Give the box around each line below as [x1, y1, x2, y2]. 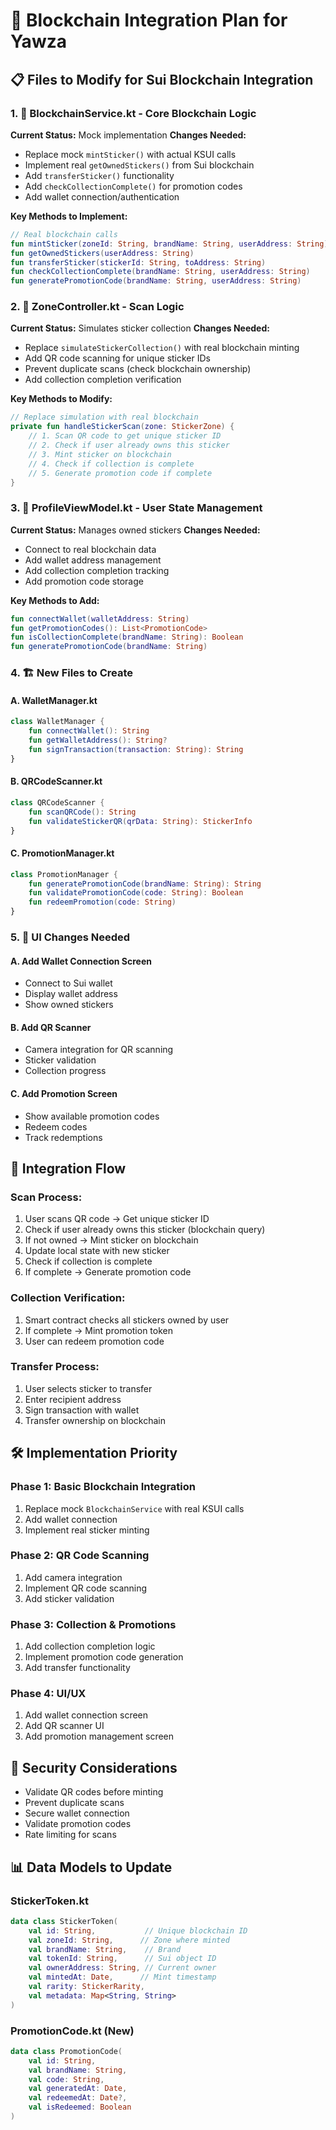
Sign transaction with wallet [24, 1404, 140, 1416]
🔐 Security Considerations [10, 1759, 178, 1776]
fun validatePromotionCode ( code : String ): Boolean [28, 888, 244, 898]
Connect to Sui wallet [24, 977, 113, 989]
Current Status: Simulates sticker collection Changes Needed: [10, 322, 270, 334]
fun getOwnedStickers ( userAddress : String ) [10, 248, 195, 258]
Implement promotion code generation [24, 1651, 184, 1663]
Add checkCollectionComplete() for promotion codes [24, 180, 243, 192]
